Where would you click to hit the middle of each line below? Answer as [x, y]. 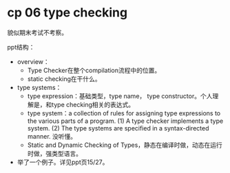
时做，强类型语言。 [55, 153]
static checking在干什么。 [64, 79]
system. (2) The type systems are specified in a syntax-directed [118, 128]
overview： [33, 61]
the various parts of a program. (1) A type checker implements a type [125, 121]
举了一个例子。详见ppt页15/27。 [63, 162]
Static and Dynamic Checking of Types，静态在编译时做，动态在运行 [125, 145]
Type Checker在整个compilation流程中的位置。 [94, 70]
